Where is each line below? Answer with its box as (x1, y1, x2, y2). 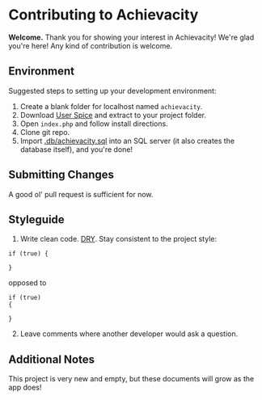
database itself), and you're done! (19, 144, 133, 154)
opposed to (8, 278, 47, 288)
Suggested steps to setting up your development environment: (8, 86, 217, 95)
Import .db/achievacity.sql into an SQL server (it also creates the (19, 136, 235, 145)
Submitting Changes (8, 168, 115, 182)
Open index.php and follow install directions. (19, 119, 168, 128)
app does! (8, 382, 42, 393)
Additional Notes (8, 352, 95, 366)
